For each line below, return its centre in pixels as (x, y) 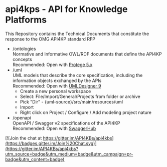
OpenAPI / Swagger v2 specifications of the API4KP (66, 123)
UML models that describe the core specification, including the (77, 75)
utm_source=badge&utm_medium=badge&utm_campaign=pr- (69, 154)
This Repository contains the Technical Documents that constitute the (77, 33)
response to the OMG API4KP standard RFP (50, 39)
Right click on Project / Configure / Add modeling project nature (86, 112)
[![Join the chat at (24, 138)
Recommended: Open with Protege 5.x (52, 64)
